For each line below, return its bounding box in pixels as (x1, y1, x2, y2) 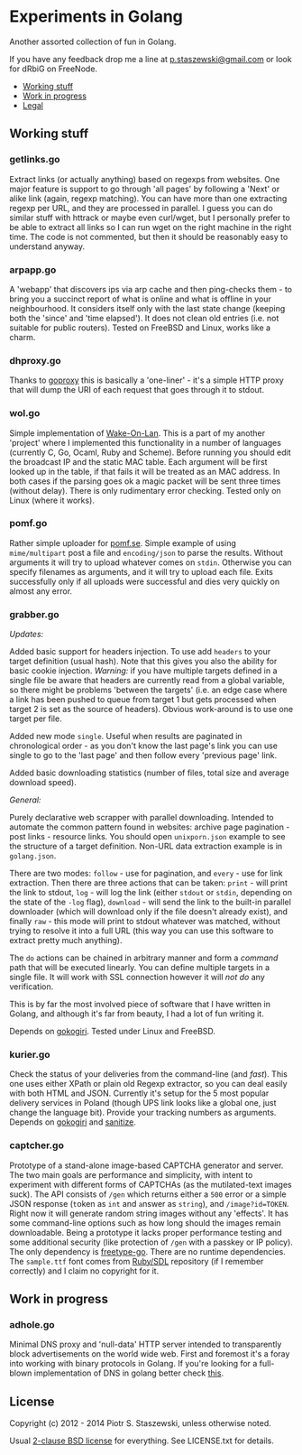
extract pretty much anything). (9, 935, 124, 946)
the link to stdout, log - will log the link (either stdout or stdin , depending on (9, 887, 293, 898)
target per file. (9, 713, 62, 724)
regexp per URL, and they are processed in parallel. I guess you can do (9, 202, 273, 213)
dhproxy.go (9, 354, 61, 366)
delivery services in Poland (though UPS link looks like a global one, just (9, 1098, 277, 1108)
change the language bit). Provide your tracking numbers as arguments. (9, 1107, 277, 1118)
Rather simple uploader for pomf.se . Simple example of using (9, 537, 237, 548)
